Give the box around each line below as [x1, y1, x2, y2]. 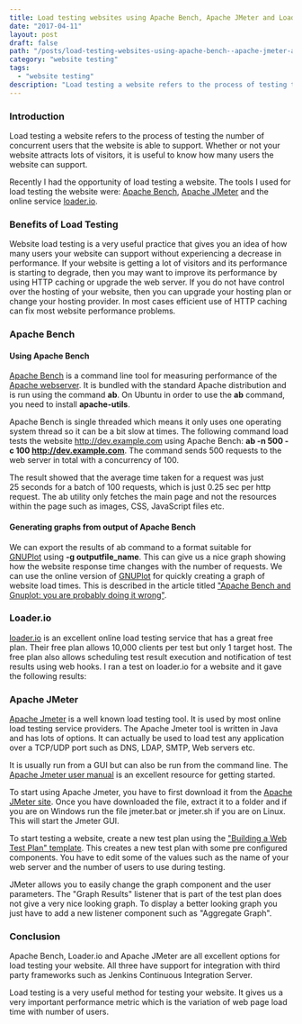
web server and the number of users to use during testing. [9, 862, 226, 873]
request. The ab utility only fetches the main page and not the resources [9, 492, 277, 503]
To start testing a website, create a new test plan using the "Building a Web [9, 833, 288, 844]
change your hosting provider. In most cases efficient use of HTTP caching [9, 296, 288, 307]
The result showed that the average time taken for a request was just [9, 472, 264, 483]
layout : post [9, 30, 58, 39]
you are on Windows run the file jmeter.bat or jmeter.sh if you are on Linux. [9, 806, 286, 817]
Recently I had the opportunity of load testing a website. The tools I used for [9, 177, 291, 187]
